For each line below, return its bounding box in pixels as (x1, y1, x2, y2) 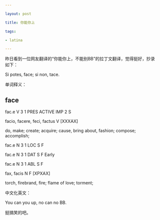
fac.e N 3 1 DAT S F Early (5, 152, 55, 158)
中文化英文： (5, 190, 31, 196)
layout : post (5, 11, 32, 16)
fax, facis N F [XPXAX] (5, 170, 51, 176)
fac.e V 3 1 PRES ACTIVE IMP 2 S (5, 109, 71, 115)
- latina (5, 37, 23, 43)
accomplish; (5, 133, 30, 139)
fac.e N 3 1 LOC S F (5, 142, 44, 148)
